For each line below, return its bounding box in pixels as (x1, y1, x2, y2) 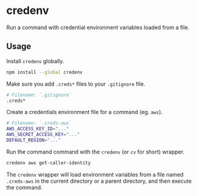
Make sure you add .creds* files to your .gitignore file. (6, 80, 146, 87)
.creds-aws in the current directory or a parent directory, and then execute (6, 177, 192, 184)
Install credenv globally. (6, 57, 64, 64)
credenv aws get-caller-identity (6, 160, 91, 166)
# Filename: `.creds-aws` (6, 120, 72, 126)
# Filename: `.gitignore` (6, 92, 72, 98)
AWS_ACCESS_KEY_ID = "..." (6, 126, 69, 132)
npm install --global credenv (6, 69, 83, 75)
